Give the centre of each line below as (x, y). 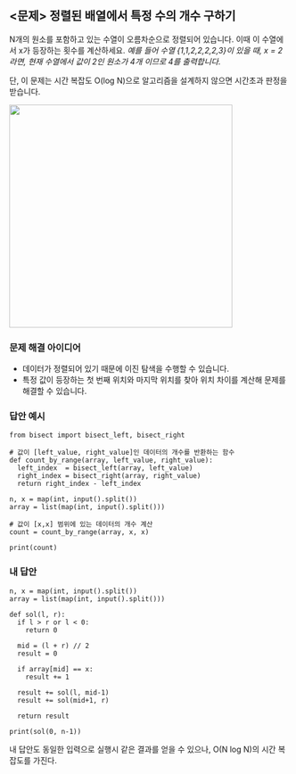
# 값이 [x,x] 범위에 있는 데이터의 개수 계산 (81, 524)
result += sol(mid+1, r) (63, 700)
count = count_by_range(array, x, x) (79, 532)
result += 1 (47, 677)
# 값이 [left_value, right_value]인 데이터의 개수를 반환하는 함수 (122, 453)
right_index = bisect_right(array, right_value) (109, 476)
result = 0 (37, 654)
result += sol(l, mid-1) (63, 692)
